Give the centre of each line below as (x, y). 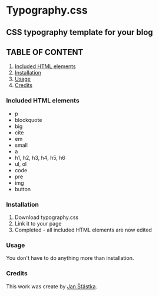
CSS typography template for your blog (79, 32)
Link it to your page (38, 223)
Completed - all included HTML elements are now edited (83, 230)
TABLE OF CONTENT (45, 52)
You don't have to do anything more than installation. (70, 258)
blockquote (28, 120)
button (23, 189)
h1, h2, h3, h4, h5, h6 (40, 157)
